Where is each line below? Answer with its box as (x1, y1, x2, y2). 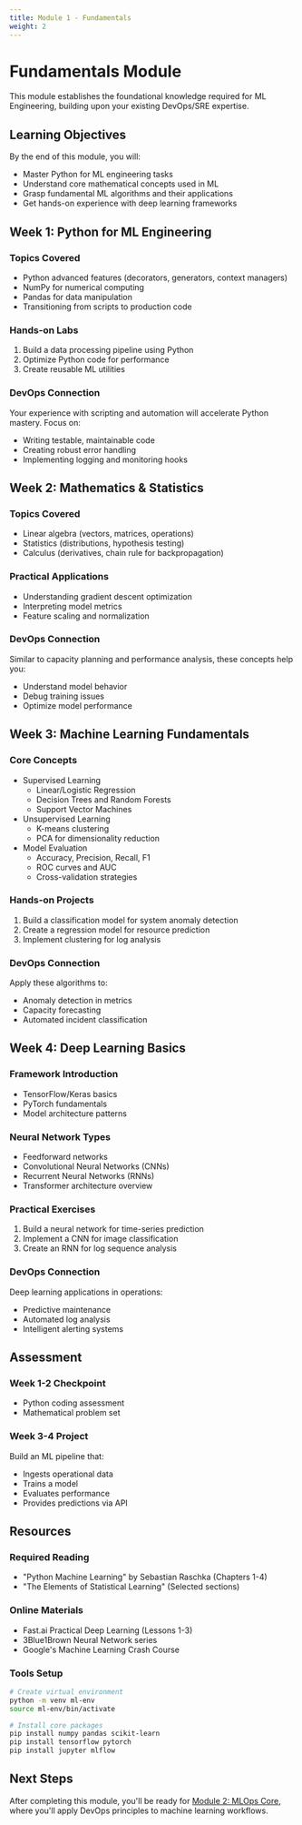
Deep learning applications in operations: (9, 1286, 163, 1297)
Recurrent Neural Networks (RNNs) (22, 1171, 155, 1182)
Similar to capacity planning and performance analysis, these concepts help (9, 653, 293, 664)
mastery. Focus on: (9, 417, 82, 428)
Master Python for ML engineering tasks (22, 169, 174, 180)
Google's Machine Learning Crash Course (22, 1644, 180, 1655)
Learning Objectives (9, 126, 127, 142)
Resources (9, 1524, 72, 1539)
